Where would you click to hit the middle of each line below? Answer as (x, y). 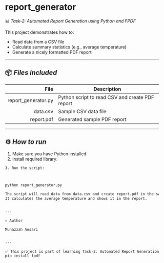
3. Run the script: (25, 168)
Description (107, 89)
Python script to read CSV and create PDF (106, 97)
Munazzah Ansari (21, 229)
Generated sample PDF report (92, 119)
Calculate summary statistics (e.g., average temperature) (69, 47)
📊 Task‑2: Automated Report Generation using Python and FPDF (71, 21)
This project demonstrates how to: (40, 32)
